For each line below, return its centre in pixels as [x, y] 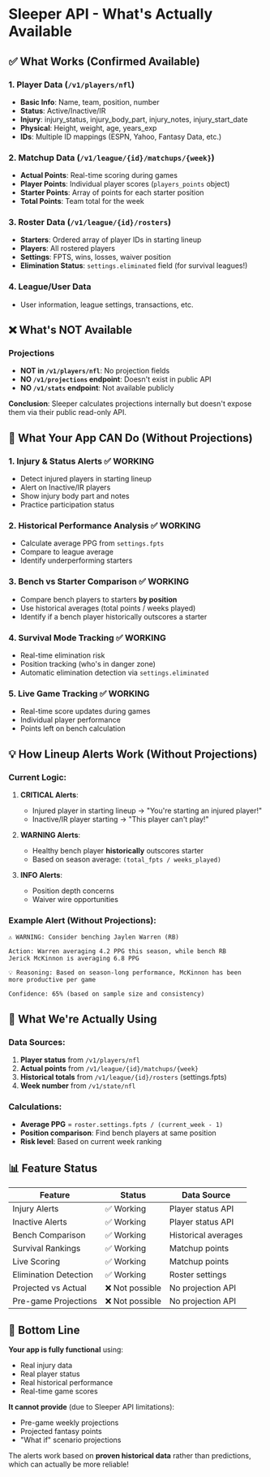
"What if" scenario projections [71, 1440]
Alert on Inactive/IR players [65, 487]
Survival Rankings [47, 1249]
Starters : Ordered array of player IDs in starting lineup [111, 240]
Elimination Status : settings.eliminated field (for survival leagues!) [134, 266]
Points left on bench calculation [73, 728]
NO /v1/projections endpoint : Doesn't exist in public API [116, 379]
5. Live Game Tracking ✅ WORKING [79, 693]
